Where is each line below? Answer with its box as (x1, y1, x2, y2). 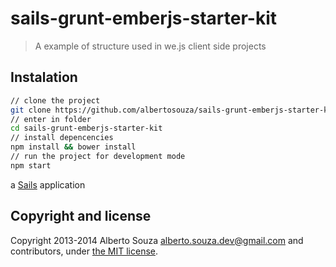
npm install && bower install (10, 142, 137, 152)
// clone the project (10, 95, 101, 106)
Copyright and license (10, 208, 152, 225)
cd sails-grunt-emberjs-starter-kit (10, 123, 163, 134)
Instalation (10, 69, 78, 86)
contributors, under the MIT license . (10, 245, 159, 257)
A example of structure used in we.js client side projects (34, 40, 267, 52)
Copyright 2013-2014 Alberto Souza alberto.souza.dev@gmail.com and (10, 234, 304, 246)
